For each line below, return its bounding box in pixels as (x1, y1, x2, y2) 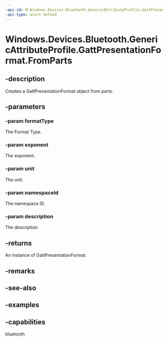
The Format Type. (5, 129, 42, 135)
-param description (5, 213, 53, 220)
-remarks (5, 266, 35, 275)
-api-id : (5, 7, 23, 13)
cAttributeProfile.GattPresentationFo (5, 44, 161, 56)
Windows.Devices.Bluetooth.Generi (5, 34, 158, 45)
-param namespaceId (5, 189, 59, 196)
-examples (5, 301, 39, 309)
